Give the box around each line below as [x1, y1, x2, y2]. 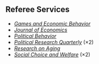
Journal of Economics [13, 26, 68, 33]
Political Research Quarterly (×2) [13, 38, 94, 45]
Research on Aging [13, 45, 61, 52]
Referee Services [5, 5, 70, 15]
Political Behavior [13, 32, 57, 40]
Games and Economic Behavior [13, 20, 91, 27]
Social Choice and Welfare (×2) [13, 51, 91, 58]
